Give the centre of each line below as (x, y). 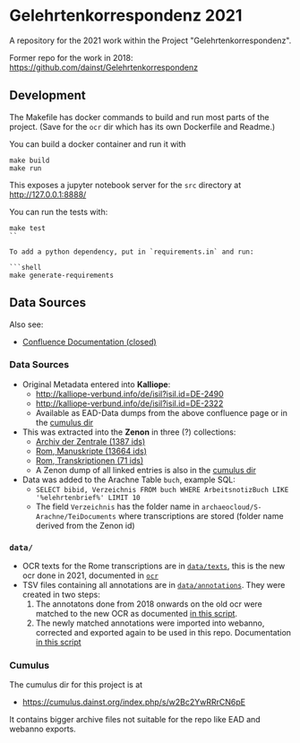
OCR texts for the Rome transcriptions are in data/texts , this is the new (154, 566)
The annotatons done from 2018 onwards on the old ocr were (149, 604)
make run (26, 168)
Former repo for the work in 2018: (71, 57)
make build (30, 160)
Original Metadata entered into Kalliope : (96, 384)
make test (28, 228)
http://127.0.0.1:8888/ (48, 194)
